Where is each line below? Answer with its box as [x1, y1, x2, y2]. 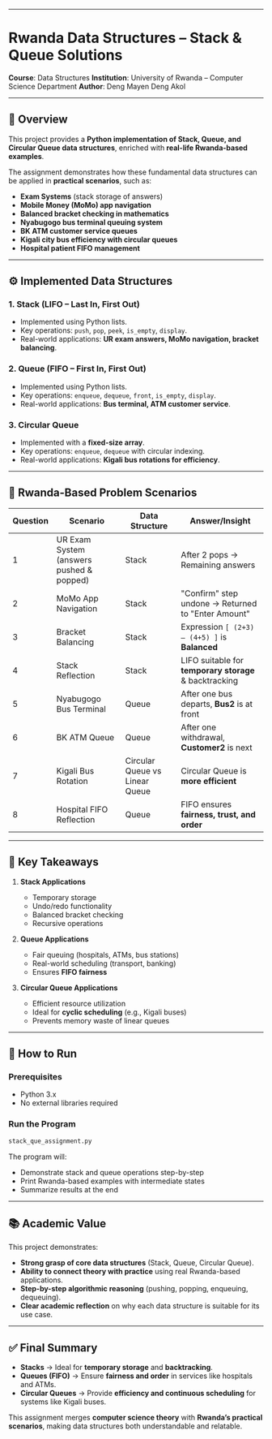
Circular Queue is [181, 765, 247, 776]
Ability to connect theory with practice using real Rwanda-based [19, 1267, 240, 1277]
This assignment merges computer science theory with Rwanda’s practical [8, 1413, 263, 1423]
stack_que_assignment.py [8, 1137, 92, 1145]
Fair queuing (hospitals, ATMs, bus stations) [32, 950, 180, 959]
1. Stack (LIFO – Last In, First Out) [8, 299, 140, 310]
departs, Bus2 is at [181, 698, 253, 709]
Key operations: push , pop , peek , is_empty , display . [19, 325, 188, 335]
